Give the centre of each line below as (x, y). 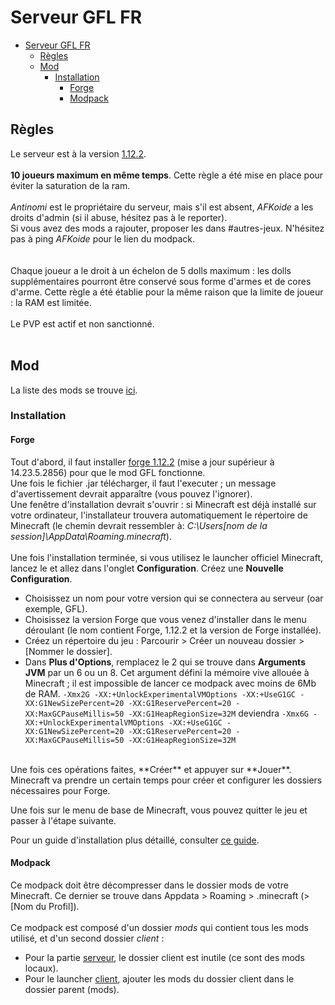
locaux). (41, 968)
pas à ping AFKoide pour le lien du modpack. (103, 238)
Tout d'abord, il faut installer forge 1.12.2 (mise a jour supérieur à (142, 462)
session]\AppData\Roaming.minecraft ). (91, 536)
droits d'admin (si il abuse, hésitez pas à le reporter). (119, 217)
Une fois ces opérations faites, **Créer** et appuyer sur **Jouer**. (151, 769)
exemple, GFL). (56, 608)
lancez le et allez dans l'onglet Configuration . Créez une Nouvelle (147, 568)
